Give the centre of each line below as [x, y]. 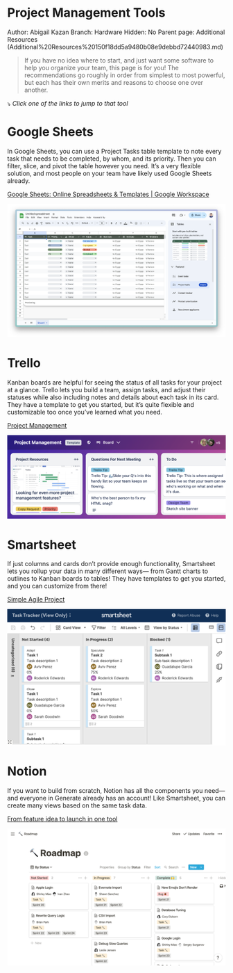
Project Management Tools [86, 13]
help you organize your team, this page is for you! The [101, 67]
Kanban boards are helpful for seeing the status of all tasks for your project [114, 382]
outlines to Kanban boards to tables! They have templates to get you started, [116, 579]
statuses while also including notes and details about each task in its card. [113, 397]
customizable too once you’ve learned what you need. [85, 412]
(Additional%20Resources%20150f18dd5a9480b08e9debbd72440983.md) [115, 47]
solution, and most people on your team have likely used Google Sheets [110, 173]
